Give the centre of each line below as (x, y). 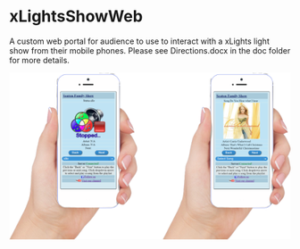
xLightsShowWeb (76, 17)
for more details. (39, 60)
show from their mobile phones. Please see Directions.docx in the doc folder (150, 50)
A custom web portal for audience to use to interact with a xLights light (139, 41)
